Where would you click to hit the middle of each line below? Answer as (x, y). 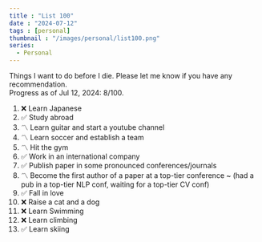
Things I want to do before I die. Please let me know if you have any (121, 76)
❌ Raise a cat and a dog (60, 202)
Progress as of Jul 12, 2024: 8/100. (67, 93)
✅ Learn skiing (45, 229)
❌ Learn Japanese (51, 108)
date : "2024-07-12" (44, 23)
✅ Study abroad (47, 117)
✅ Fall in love (42, 193)
